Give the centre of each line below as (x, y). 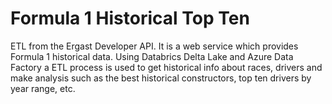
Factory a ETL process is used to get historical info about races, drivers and (166, 67)
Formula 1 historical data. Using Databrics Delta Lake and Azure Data (152, 56)
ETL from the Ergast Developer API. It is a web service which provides (154, 46)
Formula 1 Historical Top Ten (130, 18)
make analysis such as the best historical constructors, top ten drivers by (161, 78)
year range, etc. (43, 88)
